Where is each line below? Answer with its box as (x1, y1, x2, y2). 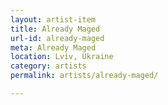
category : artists (10, 61, 87, 71)
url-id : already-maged (10, 33, 105, 43)
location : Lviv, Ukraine (10, 52, 114, 62)
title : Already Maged (10, 24, 101, 34)
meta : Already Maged (10, 42, 97, 53)
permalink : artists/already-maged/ (10, 71, 159, 81)
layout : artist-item (10, 14, 97, 25)
